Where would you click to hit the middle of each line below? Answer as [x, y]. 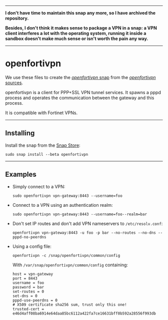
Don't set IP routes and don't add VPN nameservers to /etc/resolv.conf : [87, 223]
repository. [17, 18]
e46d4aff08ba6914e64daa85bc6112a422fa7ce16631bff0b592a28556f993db [84, 313]
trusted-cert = [28, 309]
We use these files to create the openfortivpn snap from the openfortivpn [80, 77]
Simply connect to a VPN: [39, 186]
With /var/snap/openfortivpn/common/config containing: [70, 265]
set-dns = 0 [25, 296]
